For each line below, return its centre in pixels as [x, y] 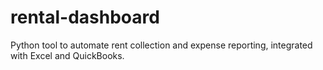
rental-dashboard [85, 17]
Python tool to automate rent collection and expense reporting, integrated [161, 45]
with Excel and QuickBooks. [67, 55]
